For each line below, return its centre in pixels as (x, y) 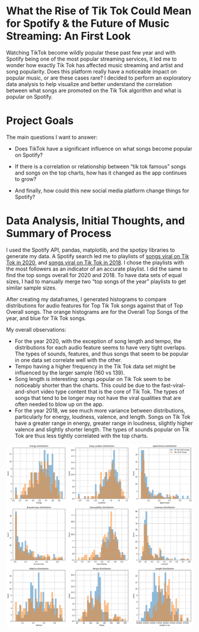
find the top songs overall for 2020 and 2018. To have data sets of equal (94, 275)
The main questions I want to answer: (52, 137)
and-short (27, 391)
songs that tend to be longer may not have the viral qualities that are (98, 398)
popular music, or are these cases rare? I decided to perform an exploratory (99, 78)
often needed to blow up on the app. (59, 404)
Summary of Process (59, 234)
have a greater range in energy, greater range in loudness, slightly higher (104, 423)
